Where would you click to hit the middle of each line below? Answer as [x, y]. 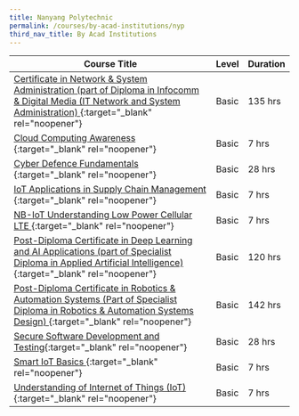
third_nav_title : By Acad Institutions [83, 34]
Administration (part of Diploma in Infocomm [107, 90]
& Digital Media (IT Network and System [97, 102]
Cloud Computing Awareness [75, 138]
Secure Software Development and [87, 337]
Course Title [110, 64]
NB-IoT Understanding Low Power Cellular [103, 215]
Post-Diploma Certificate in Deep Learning [103, 241]
